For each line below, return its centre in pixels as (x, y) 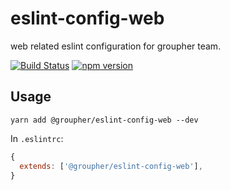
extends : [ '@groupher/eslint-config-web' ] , (111, 166)
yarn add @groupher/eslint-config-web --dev (104, 120)
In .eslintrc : (37, 138)
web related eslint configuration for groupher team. (116, 46)
